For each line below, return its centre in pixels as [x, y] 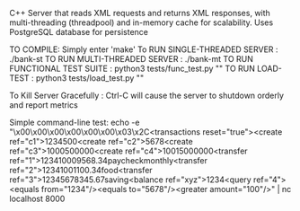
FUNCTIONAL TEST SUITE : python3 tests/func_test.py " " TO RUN [132, 68]
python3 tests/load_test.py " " [90, 78]
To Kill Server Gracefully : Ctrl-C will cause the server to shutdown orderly [147, 95]
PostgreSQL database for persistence [79, 32]
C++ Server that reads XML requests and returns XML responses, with [140, 13]
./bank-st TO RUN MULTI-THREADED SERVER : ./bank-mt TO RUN [132, 59]
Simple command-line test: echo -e [75, 122]
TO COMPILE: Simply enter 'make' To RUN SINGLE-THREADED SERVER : [144, 49]
